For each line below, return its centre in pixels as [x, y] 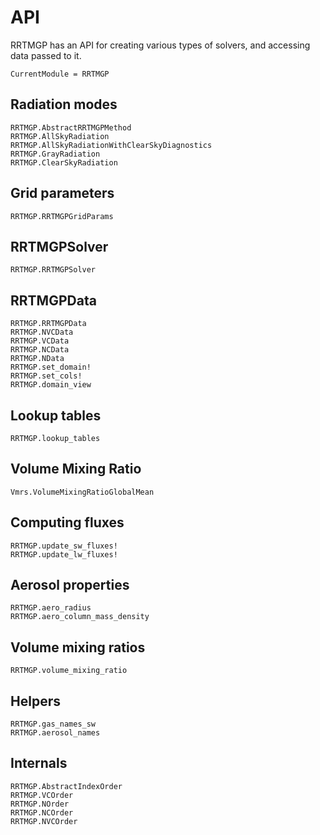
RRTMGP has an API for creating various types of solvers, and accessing [160, 45]
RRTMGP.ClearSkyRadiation [64, 162]
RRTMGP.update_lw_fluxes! [64, 554]
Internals [39, 763]
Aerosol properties [70, 585]
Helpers [35, 701]
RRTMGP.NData [37, 359]
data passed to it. [46, 55]
